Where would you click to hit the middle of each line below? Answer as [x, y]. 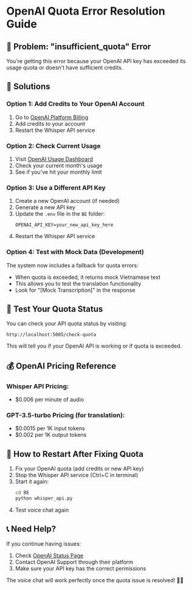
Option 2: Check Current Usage [53, 146]
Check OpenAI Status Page [49, 555]
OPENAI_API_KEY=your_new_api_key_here [64, 225]
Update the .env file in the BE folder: [60, 214]
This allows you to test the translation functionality [78, 283]
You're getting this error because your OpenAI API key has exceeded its [96, 61]
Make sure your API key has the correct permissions [81, 568]
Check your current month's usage [59, 165]
